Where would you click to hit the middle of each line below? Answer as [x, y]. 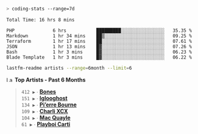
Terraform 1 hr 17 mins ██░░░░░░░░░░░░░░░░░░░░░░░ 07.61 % [99, 41]
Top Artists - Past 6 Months [50, 80]
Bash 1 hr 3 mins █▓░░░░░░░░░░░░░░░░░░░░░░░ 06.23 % [99, 52]
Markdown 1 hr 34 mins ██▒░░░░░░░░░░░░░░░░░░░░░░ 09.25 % [99, 36]
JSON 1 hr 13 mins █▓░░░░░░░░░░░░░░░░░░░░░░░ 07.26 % [99, 47]
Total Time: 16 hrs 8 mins [41, 20]
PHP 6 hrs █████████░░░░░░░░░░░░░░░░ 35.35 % [99, 31]
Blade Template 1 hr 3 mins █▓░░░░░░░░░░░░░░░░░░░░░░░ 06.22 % [99, 57]
